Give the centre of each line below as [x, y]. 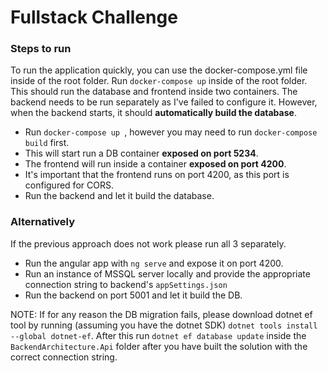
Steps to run [41, 49]
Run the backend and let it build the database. [119, 196]
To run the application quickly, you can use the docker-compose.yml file [159, 70]
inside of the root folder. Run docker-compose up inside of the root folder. [159, 81]
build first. [47, 143]
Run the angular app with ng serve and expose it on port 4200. [154, 263]
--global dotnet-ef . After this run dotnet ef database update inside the [158, 335]
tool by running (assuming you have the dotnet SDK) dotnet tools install [164, 325]
